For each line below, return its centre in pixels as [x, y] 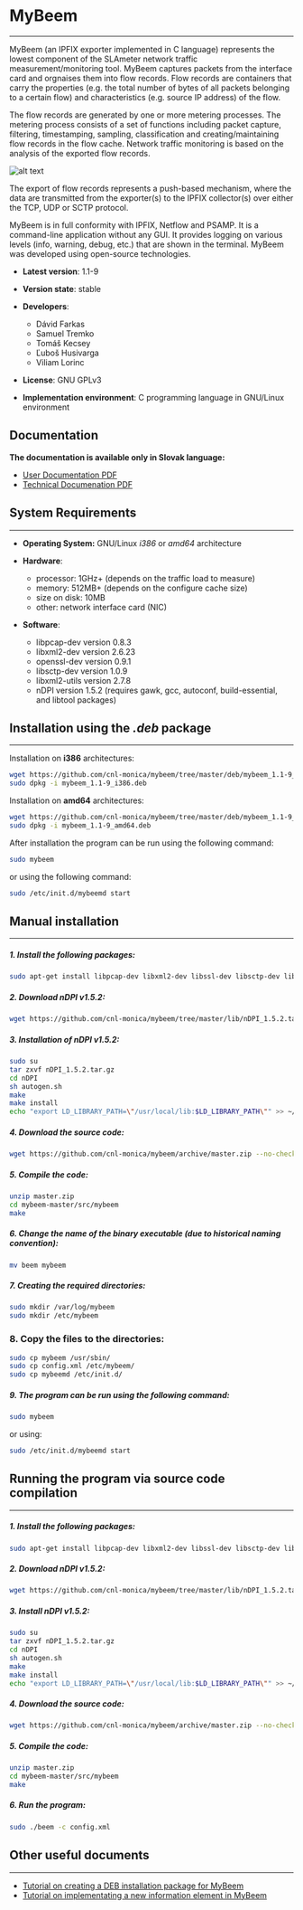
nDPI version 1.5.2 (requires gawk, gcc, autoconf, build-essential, [156, 690]
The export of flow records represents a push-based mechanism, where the [150, 188]
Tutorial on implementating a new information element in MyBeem [145, 1895]
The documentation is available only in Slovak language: [117, 457]
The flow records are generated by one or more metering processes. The [145, 115]
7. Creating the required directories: [78, 1286]
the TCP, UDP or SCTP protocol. [69, 207]
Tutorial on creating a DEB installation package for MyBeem [133, 1886]
